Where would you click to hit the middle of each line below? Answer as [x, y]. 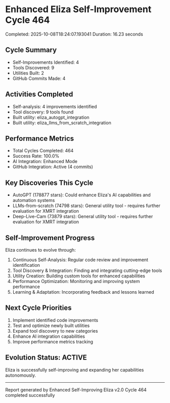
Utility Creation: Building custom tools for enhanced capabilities [79, 276]
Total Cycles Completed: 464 [43, 151]
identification [26, 265]
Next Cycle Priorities [38, 308]
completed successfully [30, 395]
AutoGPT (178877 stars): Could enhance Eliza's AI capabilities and [81, 195]
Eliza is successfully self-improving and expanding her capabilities [75, 370]
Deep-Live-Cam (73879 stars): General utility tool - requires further [83, 217]
